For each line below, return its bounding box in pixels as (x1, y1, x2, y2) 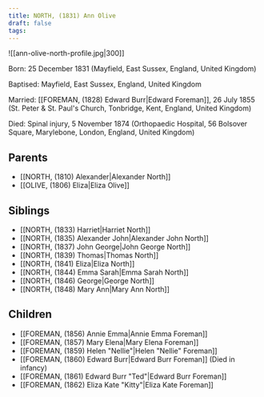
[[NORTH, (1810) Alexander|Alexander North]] (19, 172, 171, 182)
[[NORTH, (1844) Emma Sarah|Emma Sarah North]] (19, 267, 190, 277)
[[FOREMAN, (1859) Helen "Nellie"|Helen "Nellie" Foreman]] (19, 346, 218, 355)
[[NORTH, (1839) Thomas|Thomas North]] (19, 251, 159, 260)
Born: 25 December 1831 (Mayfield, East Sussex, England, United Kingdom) (8, 64, 257, 74)
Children (8, 307, 52, 321)
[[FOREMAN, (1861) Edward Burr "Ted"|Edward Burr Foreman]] (19, 371, 227, 381)
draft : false (8, 19, 52, 27)
